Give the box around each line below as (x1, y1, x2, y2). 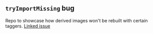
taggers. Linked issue (5, 23, 50, 29)
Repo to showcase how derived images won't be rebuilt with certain (5, 17, 148, 23)
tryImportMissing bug (5, 4, 75, 13)
